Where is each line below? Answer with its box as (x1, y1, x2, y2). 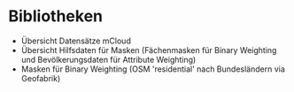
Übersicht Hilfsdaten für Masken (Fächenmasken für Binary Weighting (20, 44, 277, 55)
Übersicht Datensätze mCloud (20, 35, 132, 46)
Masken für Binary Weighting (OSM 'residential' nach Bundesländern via (20, 64, 285, 74)
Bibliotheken (8, 6, 104, 27)
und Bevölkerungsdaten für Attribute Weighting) (20, 54, 197, 65)
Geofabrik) (20, 73, 61, 83)
